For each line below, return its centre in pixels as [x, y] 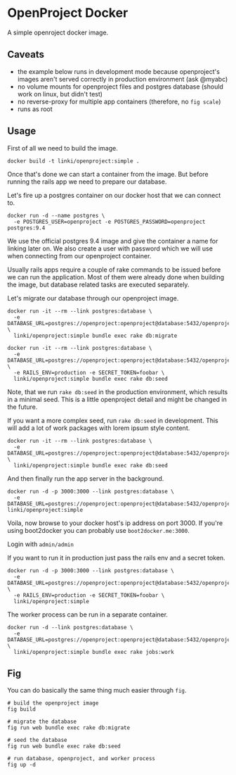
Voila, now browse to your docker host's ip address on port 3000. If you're [115, 523]
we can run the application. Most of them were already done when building [116, 277]
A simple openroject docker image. [58, 32]
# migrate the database [42, 722]
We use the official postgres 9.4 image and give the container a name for [113, 241]
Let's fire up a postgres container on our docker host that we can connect [114, 195]
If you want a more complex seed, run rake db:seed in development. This [113, 420]
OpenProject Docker [68, 13]
